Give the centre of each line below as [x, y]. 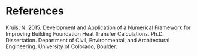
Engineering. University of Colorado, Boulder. [61, 46]
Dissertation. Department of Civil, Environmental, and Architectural [88, 40]
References [35, 11]
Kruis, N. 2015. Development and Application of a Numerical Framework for [98, 27]
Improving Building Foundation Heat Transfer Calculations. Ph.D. [85, 33]
